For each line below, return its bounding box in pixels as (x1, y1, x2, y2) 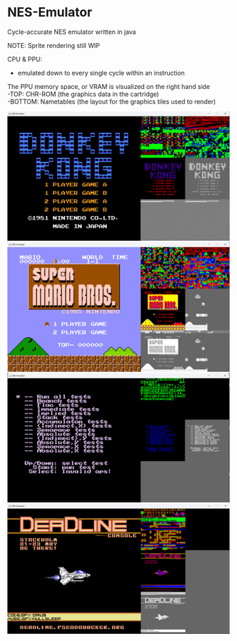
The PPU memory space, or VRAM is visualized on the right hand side (7, 82, 210, 90)
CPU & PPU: (7, 54, 42, 64)
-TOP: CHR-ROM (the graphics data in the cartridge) (7, 90, 159, 98)
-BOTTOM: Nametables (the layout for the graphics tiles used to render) (7, 97, 217, 106)
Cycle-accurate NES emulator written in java (7, 28, 136, 36)
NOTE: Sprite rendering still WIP (7, 41, 100, 49)
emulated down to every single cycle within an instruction (17, 68, 186, 77)
